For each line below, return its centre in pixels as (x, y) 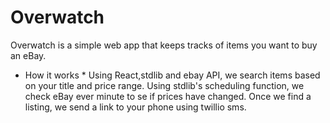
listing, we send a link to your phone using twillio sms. (135, 107)
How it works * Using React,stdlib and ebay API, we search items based (172, 75)
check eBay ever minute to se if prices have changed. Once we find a (168, 96)
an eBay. (28, 55)
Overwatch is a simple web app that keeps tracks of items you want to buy (164, 45)
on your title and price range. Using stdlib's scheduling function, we (164, 85)
